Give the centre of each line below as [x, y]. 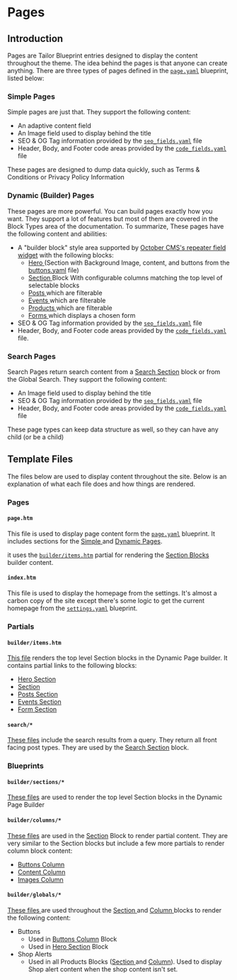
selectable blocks [54, 285]
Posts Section [37, 694]
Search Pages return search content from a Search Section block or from [114, 371]
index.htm [22, 578]
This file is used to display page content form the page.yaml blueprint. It [111, 534]
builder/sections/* [36, 782]
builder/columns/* [34, 820]
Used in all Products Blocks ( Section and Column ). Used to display [125, 962]
